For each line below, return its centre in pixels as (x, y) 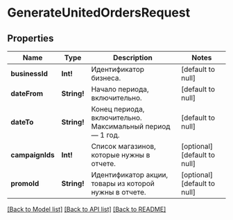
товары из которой (123, 183)
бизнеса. (106, 78)
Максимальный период (131, 126)
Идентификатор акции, (130, 175)
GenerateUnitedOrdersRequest (99, 13)
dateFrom (27, 93)
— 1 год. (105, 135)
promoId (25, 183)
